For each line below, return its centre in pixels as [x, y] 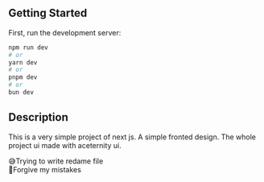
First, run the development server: [65, 32]
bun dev [21, 93]
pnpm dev [23, 77]
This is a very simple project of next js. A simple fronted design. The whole [132, 137]
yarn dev [23, 62]
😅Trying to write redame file [56, 161]
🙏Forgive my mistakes [45, 169]
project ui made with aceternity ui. [65, 145]
